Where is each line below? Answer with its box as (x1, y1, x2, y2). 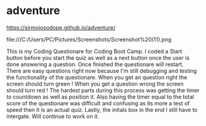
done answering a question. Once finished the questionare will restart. (6, 61, 184, 68)
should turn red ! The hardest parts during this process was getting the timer (6, 86, 200, 94)
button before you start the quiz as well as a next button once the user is (6, 54, 190, 61)
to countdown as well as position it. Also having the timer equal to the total (6, 93, 194, 100)
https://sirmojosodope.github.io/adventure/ (6, 24, 115, 31)
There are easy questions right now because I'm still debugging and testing (6, 67, 197, 74)
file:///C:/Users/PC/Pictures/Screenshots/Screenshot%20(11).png (6, 35, 172, 43)
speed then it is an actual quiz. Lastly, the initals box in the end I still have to (6, 106, 198, 113)
